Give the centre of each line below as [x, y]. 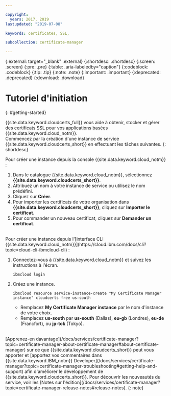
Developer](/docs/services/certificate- [114, 361]
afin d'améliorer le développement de [64, 371]
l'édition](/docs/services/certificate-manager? [112, 382]
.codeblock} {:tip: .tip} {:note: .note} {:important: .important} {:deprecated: [83, 73]
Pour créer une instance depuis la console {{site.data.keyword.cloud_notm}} [86, 159]
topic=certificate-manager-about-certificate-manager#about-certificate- [82, 344]
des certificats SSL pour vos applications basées [57, 128]
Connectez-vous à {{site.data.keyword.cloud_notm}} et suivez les [82, 260]
